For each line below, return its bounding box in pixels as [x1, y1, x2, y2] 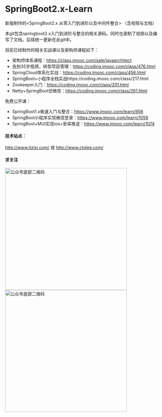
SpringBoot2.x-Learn [5, 3, 93, 15]
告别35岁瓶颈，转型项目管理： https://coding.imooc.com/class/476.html [12, 63, 156, 69]
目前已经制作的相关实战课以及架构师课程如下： [5, 47, 99, 53]
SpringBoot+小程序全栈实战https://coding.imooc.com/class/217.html [12, 76, 149, 81]
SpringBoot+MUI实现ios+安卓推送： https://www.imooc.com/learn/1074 [12, 120, 155, 126]
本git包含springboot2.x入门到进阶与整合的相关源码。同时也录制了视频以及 [5, 30, 153, 36]
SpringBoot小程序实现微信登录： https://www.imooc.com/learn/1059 [12, 115, 148, 120]
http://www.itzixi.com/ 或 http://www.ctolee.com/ [5, 145, 104, 151]
